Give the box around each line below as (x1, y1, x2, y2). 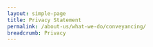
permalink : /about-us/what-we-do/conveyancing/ (7, 23, 147, 30)
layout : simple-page (7, 10, 67, 17)
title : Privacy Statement (7, 17, 81, 23)
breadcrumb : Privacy (7, 29, 67, 37)
